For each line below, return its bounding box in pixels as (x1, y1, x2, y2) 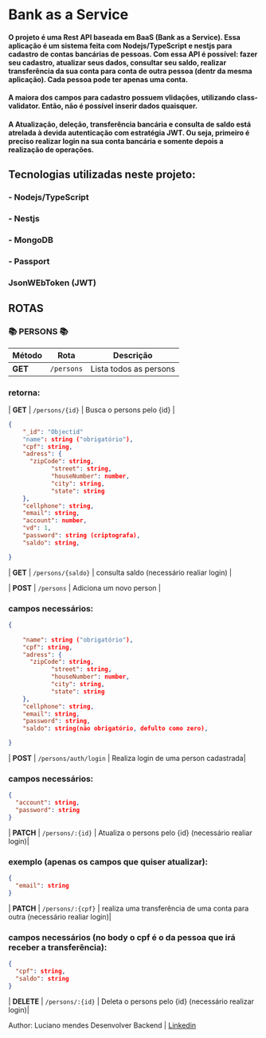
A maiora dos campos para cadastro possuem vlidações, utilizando (8, 93, 236, 103)
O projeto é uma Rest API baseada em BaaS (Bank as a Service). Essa (8, 32, 241, 41)
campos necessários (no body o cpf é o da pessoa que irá (8, 931, 236, 942)
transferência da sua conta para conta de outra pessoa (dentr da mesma (8, 66, 252, 76)
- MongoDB (8, 235, 53, 246)
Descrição (112, 349, 153, 361)
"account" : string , (15, 798, 80, 807)
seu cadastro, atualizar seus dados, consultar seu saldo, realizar (8, 57, 227, 67)
